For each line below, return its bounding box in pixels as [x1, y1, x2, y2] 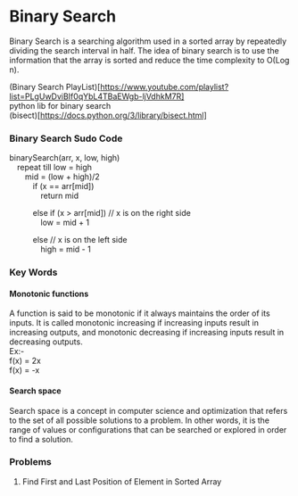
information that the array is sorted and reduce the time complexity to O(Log [9, 54, 290, 65]
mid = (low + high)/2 [25, 171, 100, 182]
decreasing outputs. [9, 336, 83, 347]
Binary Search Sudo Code [9, 132, 123, 145]
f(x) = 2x [9, 355, 42, 367]
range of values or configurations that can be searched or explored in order [9, 424, 287, 434]
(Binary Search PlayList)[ [9, 81, 101, 92]
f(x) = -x [9, 365, 40, 376]
